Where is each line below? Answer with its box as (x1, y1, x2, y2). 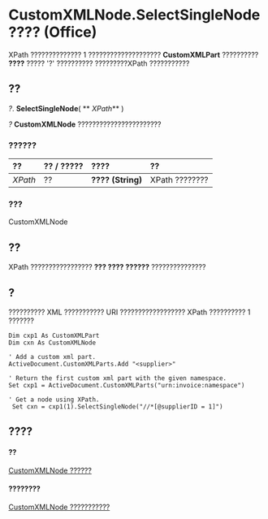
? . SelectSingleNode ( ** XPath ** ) (8, 103, 124, 113)
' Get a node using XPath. (8, 396, 100, 404)
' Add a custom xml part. (8, 352, 96, 361)
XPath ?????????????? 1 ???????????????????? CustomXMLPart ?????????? (8, 50, 259, 59)
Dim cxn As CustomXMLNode (8, 339, 96, 347)
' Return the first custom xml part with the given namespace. (8, 374, 227, 383)
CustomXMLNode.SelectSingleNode (8, 6, 261, 24)
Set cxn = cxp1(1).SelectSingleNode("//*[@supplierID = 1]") (11, 402, 223, 411)
